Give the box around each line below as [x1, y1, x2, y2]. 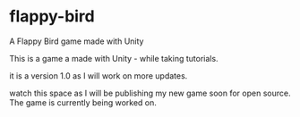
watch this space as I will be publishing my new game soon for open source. [9, 88, 291, 98]
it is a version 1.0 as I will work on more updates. [9, 70, 188, 81]
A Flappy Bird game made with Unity [9, 36, 144, 46]
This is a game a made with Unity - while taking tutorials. [9, 53, 219, 63]
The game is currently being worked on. [9, 96, 157, 108]
